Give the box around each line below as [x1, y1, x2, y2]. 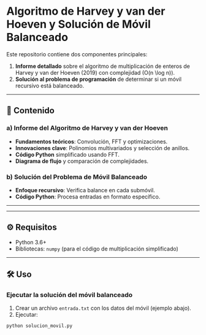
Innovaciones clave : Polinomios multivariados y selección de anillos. [15, 144, 190, 151]
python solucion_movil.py [6, 323, 72, 329]
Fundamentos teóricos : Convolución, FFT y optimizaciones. [15, 138, 168, 145]
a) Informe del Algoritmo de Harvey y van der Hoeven [6, 124, 169, 132]
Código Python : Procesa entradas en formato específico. [15, 193, 161, 200]
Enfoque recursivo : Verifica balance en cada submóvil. [15, 186, 155, 194]
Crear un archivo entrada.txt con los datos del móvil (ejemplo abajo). [15, 304, 191, 312]
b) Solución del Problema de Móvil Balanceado [6, 173, 147, 181]
